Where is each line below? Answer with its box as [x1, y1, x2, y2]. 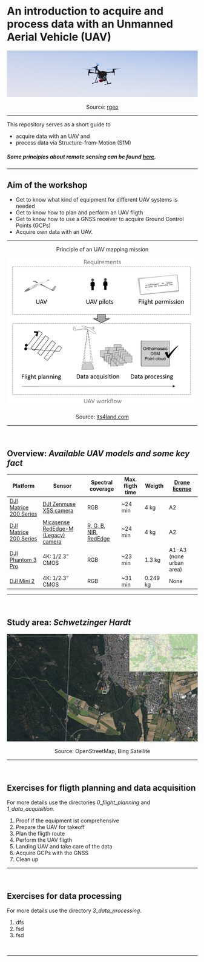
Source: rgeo [86, 103, 119, 111]
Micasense [42, 519, 70, 526]
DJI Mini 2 [9, 578, 35, 584]
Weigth [145, 482, 164, 490]
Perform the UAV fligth [15, 836, 72, 844]
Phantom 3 [9, 556, 37, 563]
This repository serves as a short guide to [7, 121, 111, 128]
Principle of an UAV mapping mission [56, 246, 149, 253]
